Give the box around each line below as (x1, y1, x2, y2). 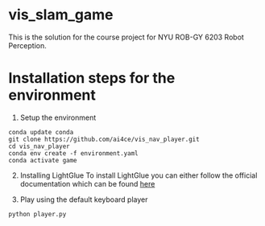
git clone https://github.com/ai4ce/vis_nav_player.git (8, 135, 200, 143)
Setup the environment (19, 113, 97, 122)
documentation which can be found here (19, 179, 155, 188)
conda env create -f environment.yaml (8, 149, 139, 158)
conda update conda (8, 128, 74, 136)
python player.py (8, 210, 67, 218)
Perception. (8, 40, 47, 50)
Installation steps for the (8, 69, 176, 88)
